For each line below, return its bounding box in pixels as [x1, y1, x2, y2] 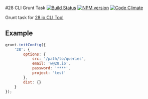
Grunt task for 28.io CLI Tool [5, 15, 64, 20]
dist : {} [23, 79, 42, 85]
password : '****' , [32, 66, 71, 71]
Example [5, 29, 33, 38]
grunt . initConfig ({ [5, 42, 46, 47]
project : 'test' [32, 70, 66, 75]
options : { [23, 52, 46, 57]
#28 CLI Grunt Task [5, 5, 46, 11]
